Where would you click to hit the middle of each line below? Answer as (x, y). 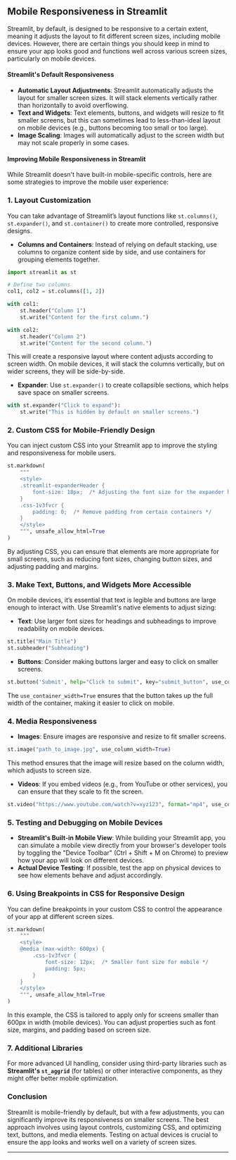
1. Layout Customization (49, 200)
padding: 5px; (65, 968)
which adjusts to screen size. (49, 770)
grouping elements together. (59, 259)
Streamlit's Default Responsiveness (61, 75)
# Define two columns (39, 285)
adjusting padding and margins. (53, 566)
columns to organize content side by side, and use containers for (111, 252)
